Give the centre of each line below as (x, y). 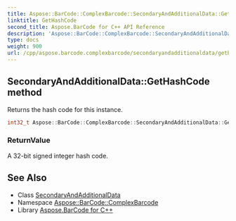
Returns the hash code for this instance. (65, 109)
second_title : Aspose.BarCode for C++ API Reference (86, 27)
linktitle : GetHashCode (42, 20)
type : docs (23, 40)
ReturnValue (29, 140)
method (25, 93)
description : (26, 33)
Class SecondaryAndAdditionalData (69, 195)
